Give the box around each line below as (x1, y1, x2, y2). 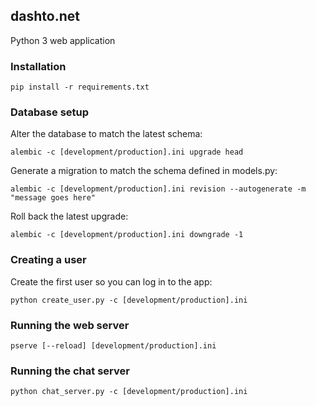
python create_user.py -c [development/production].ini (10, 295, 248, 305)
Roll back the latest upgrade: (10, 210, 129, 223)
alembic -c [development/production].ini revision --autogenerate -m (10, 184, 307, 194)
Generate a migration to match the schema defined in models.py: (10, 165, 278, 177)
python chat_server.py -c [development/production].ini (10, 387, 248, 397)
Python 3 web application (10, 34, 116, 46)
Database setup (10, 105, 90, 119)
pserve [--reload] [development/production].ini (10, 341, 217, 351)
